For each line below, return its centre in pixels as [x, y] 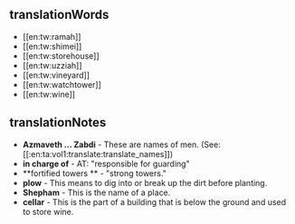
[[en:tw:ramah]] [52, 36]
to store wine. [48, 211]
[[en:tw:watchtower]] [62, 84]
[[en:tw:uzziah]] [52, 65]
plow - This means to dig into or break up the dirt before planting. [145, 182]
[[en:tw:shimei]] [52, 46]
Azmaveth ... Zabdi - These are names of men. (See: [122, 145]
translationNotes [58, 122]
